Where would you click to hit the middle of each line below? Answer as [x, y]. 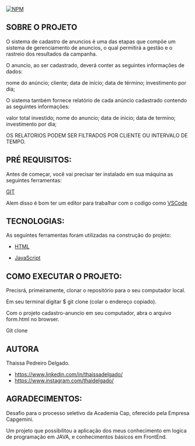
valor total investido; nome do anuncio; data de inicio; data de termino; [91, 117]
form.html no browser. [33, 319]
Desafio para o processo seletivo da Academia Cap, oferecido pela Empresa [98, 413]
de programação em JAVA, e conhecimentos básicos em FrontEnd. [87, 437]
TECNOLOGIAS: [35, 221]
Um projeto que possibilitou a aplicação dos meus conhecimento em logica [96, 430]
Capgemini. [20, 419]
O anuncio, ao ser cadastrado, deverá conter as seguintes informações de [95, 65]
